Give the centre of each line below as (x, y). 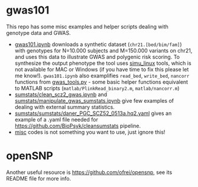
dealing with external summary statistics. (65, 107)
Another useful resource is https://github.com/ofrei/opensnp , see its (89, 172)
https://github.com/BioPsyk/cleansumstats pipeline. (78, 126)
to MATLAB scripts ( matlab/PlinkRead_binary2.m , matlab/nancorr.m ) (97, 88)
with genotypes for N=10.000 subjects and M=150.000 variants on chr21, (103, 50)
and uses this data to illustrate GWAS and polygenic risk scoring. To (97, 57)
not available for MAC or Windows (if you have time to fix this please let (102, 69)
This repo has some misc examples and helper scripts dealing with (87, 27)
